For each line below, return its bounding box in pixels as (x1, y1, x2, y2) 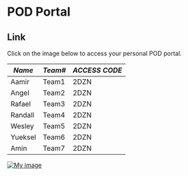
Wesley (10, 121, 34, 130)
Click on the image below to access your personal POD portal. (7, 49, 183, 57)
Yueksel (10, 132, 36, 142)
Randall (10, 111, 35, 119)
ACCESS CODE (72, 65, 122, 75)
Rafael (10, 100, 31, 108)
